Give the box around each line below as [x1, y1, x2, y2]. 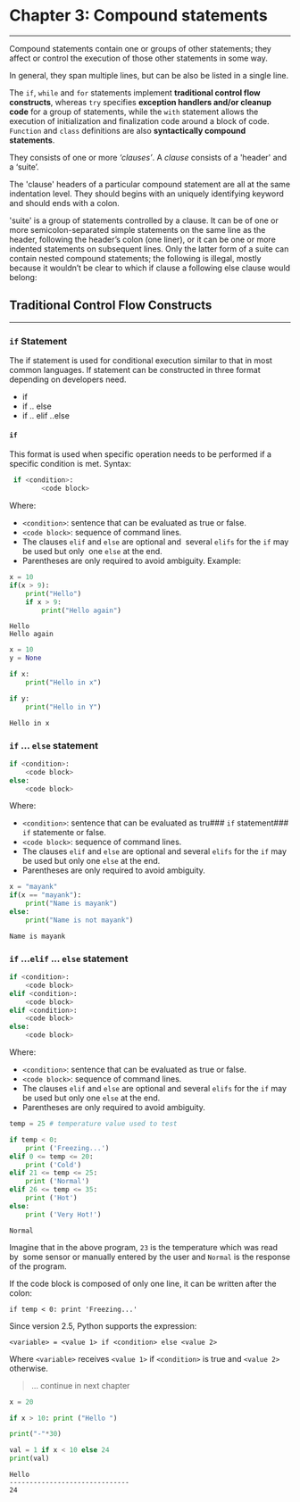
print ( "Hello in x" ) [25, 678, 102, 687]
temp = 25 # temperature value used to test [9, 1119, 178, 1129]
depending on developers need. [9, 374, 127, 385]
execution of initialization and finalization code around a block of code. [9, 115, 270, 126]
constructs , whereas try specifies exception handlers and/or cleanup [9, 96, 272, 107]
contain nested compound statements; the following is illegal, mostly [9, 253, 262, 263]
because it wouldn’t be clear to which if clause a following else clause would [9, 262, 291, 273]
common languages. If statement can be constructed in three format [9, 365, 261, 376]
